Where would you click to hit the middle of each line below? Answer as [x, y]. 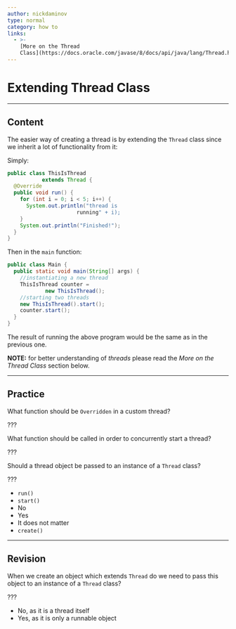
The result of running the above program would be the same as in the [108, 337]
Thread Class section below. [48, 365]
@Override [28, 186]
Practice [26, 394]
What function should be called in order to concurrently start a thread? [110, 438]
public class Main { [38, 265]
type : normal [26, 20]
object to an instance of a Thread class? [64, 583]
